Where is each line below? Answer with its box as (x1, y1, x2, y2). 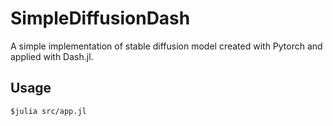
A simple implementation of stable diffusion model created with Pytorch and (10, 40, 323, 52)
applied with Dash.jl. (10, 50, 94, 62)
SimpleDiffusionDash (10, 7, 191, 30)
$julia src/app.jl (10, 106, 87, 116)
